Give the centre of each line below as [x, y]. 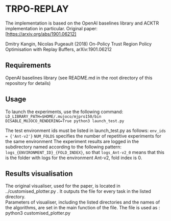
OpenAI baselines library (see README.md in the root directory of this [79, 78]
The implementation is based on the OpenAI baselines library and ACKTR [82, 23]
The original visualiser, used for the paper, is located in [63, 186]
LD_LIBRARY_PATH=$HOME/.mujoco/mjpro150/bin [53, 116]
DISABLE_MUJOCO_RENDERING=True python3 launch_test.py [65, 121]
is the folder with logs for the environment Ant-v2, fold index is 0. [74, 158]
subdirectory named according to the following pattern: [63, 147]
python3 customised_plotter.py [38, 213]
